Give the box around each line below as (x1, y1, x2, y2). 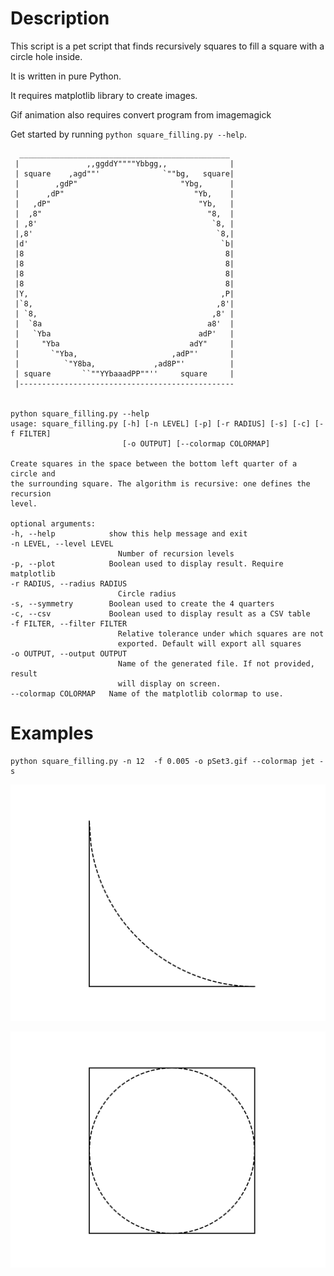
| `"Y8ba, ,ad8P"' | (14, 358, 235, 369)
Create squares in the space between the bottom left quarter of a (10, 458, 298, 469)
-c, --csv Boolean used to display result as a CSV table (10, 608, 311, 619)
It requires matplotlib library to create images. (10, 89, 198, 101)
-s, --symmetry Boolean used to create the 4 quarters (10, 598, 275, 609)
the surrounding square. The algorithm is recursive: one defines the (10, 478, 311, 489)
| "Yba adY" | (14, 338, 235, 349)
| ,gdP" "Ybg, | (14, 178, 235, 189)
